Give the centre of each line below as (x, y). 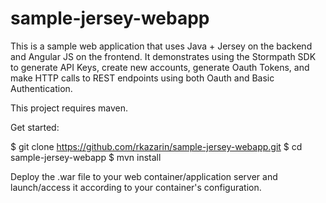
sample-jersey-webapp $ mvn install (86, 157)
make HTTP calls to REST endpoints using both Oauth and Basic (142, 78)
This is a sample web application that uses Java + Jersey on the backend (161, 46)
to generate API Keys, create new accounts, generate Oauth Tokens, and (160, 67)
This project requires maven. (69, 108)
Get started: (35, 127)
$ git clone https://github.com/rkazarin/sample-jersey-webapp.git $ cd (156, 146)
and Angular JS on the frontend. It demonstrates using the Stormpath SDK (163, 56)
